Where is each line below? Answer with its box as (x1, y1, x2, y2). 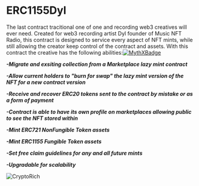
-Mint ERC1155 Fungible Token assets (6, 137, 102, 145)
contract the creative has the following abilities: (6, 49, 123, 56)
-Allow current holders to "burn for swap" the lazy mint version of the (6, 72, 184, 79)
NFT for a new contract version (6, 79, 86, 86)
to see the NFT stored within (6, 115, 78, 122)
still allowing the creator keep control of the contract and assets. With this (6, 43, 189, 50)
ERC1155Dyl (6, 4, 67, 17)
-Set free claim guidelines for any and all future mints (6, 149, 143, 157)
